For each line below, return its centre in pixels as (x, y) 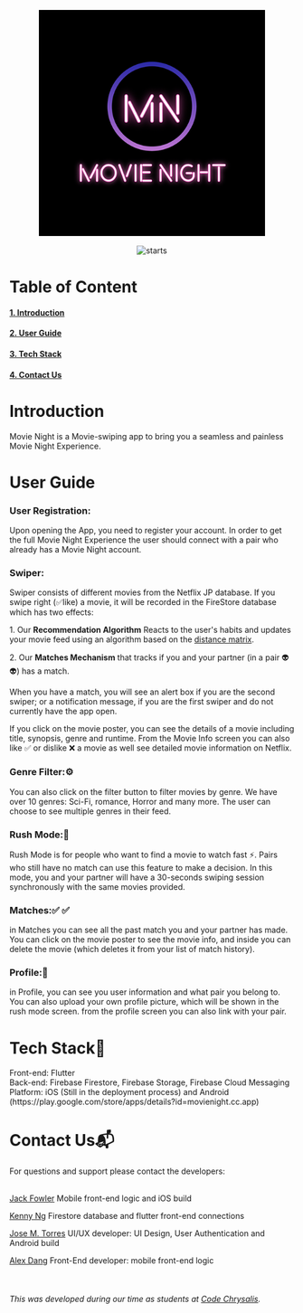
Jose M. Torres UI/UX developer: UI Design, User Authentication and (137, 1233)
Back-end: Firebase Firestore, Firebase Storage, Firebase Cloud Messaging (150, 1082)
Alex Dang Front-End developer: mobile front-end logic (112, 1261)
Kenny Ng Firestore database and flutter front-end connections (127, 1216)
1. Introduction (37, 312)
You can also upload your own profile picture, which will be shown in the (144, 1002)
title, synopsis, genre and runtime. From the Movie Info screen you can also (150, 739)
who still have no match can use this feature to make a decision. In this (141, 867)
